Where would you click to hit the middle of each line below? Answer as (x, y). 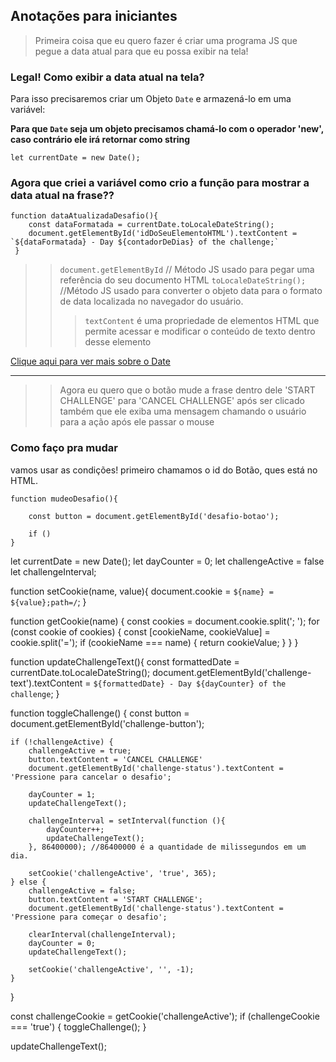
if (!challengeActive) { (62, 742)
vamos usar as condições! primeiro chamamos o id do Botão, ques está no (164, 470)
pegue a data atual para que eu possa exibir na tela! (141, 51)
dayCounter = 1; (62, 794)
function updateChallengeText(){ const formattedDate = (125, 661)
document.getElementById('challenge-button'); (107, 723)
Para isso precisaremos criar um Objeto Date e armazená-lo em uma (151, 99)
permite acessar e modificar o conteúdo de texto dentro (200, 331)
